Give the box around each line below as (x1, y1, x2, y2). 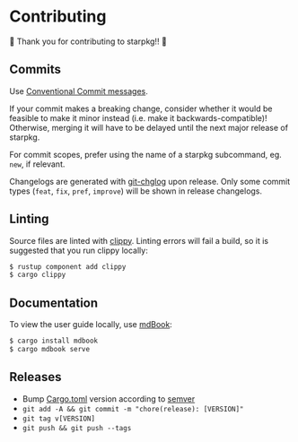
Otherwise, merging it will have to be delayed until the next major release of (9, 122, 289, 133)
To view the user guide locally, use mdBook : (9, 319, 172, 330)
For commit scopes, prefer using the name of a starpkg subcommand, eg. (9, 149, 283, 160)
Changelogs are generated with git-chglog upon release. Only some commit (9, 176, 291, 186)
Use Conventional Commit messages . (9, 85, 148, 96)
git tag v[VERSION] (22, 414, 96, 423)
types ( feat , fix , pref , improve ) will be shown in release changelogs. (9, 186, 263, 196)
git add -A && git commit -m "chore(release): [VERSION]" (22, 404, 244, 413)
